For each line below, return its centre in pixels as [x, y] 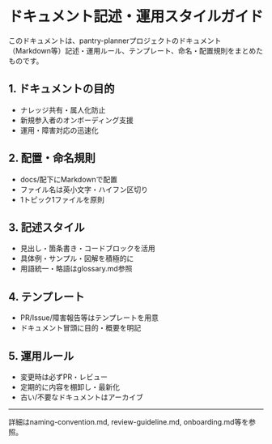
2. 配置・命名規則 [52, 158]
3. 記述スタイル [47, 227]
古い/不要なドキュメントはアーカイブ [82, 397]
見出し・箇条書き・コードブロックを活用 [87, 249]
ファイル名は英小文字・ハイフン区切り [84, 189]
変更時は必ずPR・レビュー [64, 377]
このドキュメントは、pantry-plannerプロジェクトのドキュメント [115, 41]
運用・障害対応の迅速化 [59, 130]
